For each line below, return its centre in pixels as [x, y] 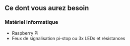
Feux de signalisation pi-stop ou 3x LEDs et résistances [68, 38]
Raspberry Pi [25, 33]
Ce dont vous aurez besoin [47, 8]
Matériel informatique [32, 22]
